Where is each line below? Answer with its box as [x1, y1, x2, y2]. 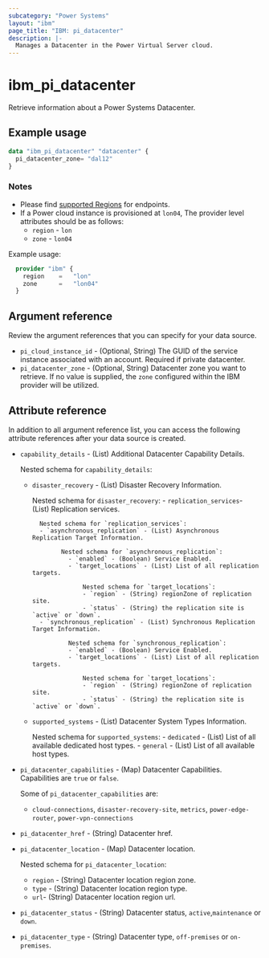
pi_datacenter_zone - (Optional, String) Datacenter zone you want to [19, 363, 247, 373]
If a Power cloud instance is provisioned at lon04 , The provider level [19, 208, 245, 218]
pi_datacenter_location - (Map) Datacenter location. [19, 844, 196, 854]
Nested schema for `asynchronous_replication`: [60, 548, 223, 556]
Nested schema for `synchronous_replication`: [67, 639, 227, 647]
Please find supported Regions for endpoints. [19, 199, 170, 209]
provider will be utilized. [19, 381, 100, 390]
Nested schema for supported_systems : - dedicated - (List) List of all [31, 732, 256, 741]
